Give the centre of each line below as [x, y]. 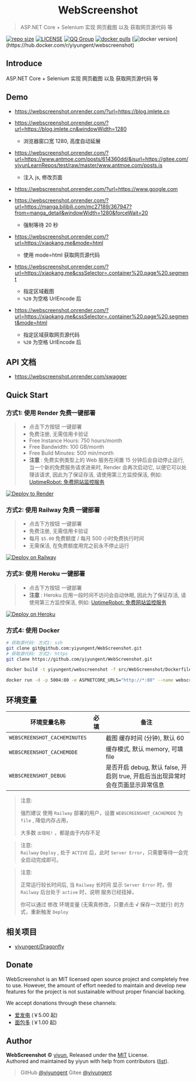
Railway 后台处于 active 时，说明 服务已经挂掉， [78, 892]
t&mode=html [31, 322]
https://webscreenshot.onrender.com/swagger [71, 377]
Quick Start [27, 395]
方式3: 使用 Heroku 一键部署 [46, 574]
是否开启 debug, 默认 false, [143, 767]
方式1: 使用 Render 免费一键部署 [51, 412]
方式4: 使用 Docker [33, 630]
